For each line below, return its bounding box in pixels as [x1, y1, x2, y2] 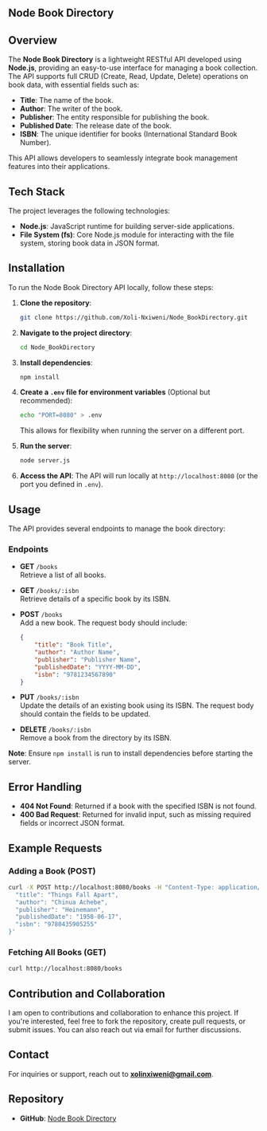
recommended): [19, 396, 73, 406]
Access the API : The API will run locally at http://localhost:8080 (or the [19, 471, 258, 481]
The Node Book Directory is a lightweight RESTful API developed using [8, 55, 242, 65]
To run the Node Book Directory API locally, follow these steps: [8, 282, 215, 292]
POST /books [19, 610, 63, 619]
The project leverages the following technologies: [8, 206, 171, 216]
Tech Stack [8, 185, 65, 198]
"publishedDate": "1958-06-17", [15, 913, 123, 921]
